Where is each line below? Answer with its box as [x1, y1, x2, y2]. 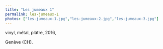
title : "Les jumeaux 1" [5, 7, 55, 12]
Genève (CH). [5, 39, 33, 45]
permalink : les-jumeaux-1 [5, 12, 59, 17]
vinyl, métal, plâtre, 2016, [5, 30, 56, 36]
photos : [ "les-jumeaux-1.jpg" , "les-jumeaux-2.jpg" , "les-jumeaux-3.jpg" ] [5, 16, 159, 21]
